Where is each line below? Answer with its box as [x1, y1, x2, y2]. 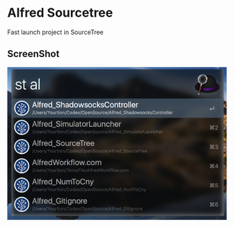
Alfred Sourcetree [7, 5, 114, 21]
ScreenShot [7, 48, 60, 60]
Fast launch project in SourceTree [7, 28, 104, 36]
